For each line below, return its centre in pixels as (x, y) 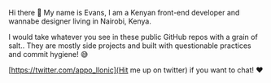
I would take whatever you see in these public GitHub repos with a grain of (133, 37)
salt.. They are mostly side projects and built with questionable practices (130, 46)
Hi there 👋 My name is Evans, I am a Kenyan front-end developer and (124, 13)
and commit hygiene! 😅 (48, 54)
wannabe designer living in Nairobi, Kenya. (80, 21)
